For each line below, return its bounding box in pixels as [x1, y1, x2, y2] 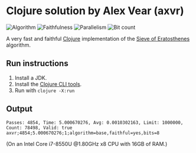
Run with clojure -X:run [14, 87, 75, 94]
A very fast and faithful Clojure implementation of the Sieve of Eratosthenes [6, 35, 190, 42]
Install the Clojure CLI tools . [14, 80, 82, 87]
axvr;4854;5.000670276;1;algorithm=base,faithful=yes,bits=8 [6, 130, 160, 136]
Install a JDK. [14, 74, 47, 81]
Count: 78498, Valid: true [6, 125, 73, 131]
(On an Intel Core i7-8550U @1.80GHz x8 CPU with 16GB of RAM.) [6, 140, 168, 147]
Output [6, 104, 32, 114]
